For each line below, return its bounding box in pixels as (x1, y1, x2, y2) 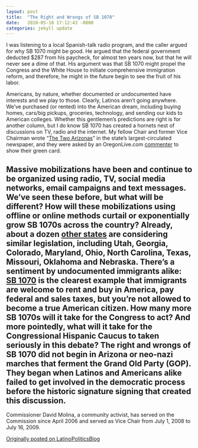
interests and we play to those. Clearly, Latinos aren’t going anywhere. (6, 97, 177, 104)
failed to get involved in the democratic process (6, 377, 186, 387)
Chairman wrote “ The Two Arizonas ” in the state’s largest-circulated (6, 134, 172, 142)
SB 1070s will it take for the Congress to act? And (6, 312, 191, 323)
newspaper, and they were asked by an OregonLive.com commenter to (6, 141, 179, 148)
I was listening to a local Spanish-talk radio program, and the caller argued (6, 41, 187, 49)
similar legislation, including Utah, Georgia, (6, 238, 168, 249)
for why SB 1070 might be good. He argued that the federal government (6, 48, 180, 55)
